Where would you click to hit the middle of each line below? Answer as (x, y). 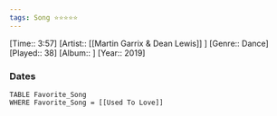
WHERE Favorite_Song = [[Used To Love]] (87, 103)
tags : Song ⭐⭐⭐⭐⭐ (44, 18)
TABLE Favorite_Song (48, 94)
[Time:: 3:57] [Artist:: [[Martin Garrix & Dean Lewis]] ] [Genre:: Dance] (139, 43)
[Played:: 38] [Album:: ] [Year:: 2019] (77, 53)
